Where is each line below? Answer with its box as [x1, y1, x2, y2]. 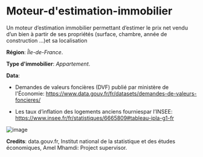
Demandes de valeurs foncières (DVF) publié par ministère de [14, 83, 169, 91]
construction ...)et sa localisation [6, 37, 88, 44]
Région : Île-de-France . [6, 48, 63, 55]
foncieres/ [14, 96, 41, 103]
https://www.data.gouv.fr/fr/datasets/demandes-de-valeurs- [45, 90, 197, 97]
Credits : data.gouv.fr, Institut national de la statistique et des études [6, 137, 176, 145]
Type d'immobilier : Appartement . [6, 60, 91, 67]
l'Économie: [14, 90, 45, 97]
